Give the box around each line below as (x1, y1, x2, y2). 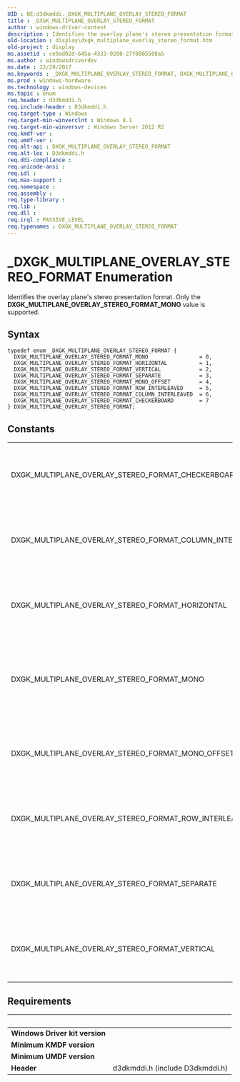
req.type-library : (7, 196, 66, 204)
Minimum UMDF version (11, 1051, 95, 1061)
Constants (7, 423, 55, 435)
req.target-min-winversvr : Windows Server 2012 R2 (7, 123, 164, 131)
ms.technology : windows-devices (7, 84, 107, 91)
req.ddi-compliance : (7, 156, 72, 164)
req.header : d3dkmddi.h (7, 97, 81, 104)
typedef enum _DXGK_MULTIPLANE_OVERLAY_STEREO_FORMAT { (7, 347, 177, 354)
